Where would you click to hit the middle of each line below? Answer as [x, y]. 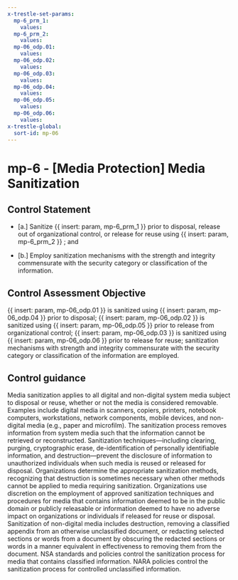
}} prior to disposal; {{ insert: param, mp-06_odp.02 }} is [122, 318]
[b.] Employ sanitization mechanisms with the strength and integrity [116, 255]
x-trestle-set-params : [41, 14]
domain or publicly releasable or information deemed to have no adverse [114, 508]
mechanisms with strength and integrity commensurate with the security [114, 348]
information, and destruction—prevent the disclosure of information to [110, 455]
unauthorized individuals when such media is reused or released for [107, 463]
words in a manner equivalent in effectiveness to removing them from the [115, 546]
